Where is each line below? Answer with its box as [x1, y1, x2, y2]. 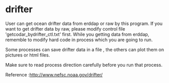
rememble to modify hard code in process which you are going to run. [5, 37, 153, 43]
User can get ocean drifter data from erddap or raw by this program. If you [5, 20, 163, 26]
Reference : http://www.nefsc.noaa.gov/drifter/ [5, 71, 103, 77]
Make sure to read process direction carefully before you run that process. [5, 62, 163, 68]
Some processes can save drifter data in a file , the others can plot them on [5, 46, 164, 52]
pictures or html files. [5, 52, 50, 58]
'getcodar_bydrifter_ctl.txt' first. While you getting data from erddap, [5, 31, 150, 37]
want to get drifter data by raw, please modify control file [5, 25, 125, 32]
